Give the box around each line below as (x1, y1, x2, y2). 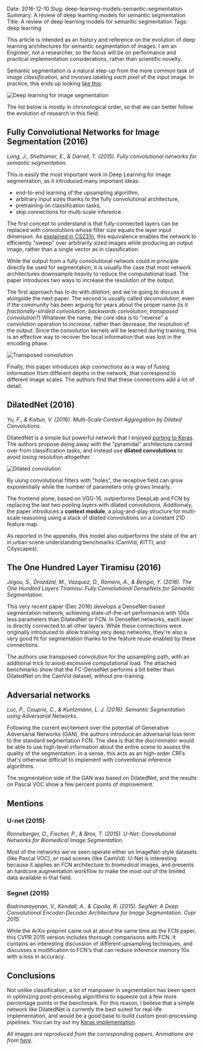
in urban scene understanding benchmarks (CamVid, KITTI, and (7, 538, 166, 546)
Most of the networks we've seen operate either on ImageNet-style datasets (7, 848, 197, 855)
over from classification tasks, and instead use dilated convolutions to (7, 446, 183, 454)
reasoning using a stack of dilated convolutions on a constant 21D (21, 514, 185, 521)
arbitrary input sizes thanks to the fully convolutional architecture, (15, 195, 179, 202)
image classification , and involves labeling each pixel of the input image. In (7, 74, 194, 80)
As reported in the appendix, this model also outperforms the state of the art (7, 532, 197, 539)
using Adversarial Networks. (7, 712, 78, 720)
